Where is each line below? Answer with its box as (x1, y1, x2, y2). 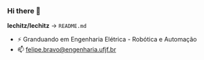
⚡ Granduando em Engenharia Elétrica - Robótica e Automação (17, 35, 197, 44)
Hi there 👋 (7, 6, 41, 16)
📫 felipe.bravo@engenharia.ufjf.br (17, 46, 116, 54)
